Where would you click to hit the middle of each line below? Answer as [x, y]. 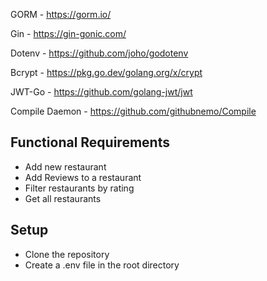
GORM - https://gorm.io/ [61, 14]
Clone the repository [67, 254]
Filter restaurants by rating [79, 188]
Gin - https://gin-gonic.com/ [68, 33]
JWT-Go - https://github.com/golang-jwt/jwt [101, 92]
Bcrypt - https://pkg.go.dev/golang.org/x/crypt [106, 72]
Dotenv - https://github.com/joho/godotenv [99, 53]
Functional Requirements [90, 142]
